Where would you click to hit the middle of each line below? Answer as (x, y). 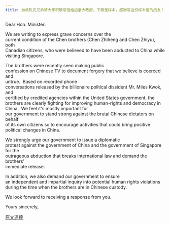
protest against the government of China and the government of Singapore (83, 145)
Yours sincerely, (22, 207)
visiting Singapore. (25, 56)
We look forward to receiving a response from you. (58, 197)
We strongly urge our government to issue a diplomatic (63, 140)
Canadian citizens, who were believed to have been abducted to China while (85, 50)
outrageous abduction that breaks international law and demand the (76, 156)
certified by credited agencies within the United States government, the (80, 98)
